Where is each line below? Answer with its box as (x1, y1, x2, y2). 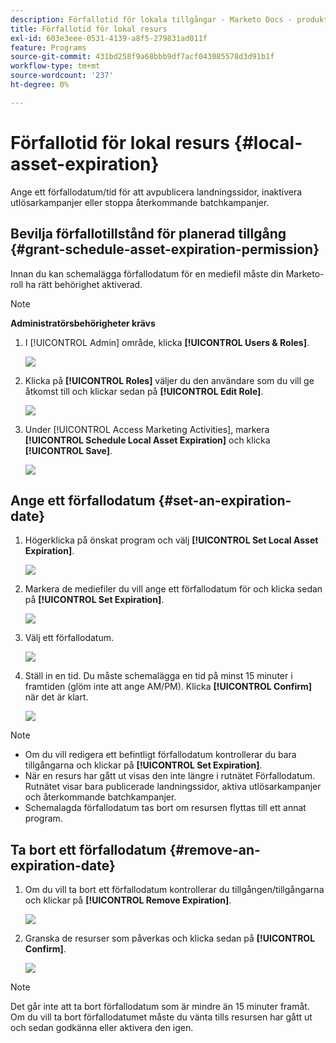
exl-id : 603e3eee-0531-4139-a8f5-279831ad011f (10, 33, 208, 43)
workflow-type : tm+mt (10, 61, 101, 71)
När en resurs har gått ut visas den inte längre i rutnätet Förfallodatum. (24, 770, 316, 782)
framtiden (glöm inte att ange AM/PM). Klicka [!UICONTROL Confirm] (24, 681, 313, 693)
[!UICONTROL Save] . (24, 444, 113, 456)
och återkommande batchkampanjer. (24, 791, 177, 803)
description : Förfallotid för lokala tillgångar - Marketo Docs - (10, 14, 293, 25)
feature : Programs (10, 42, 87, 53)
